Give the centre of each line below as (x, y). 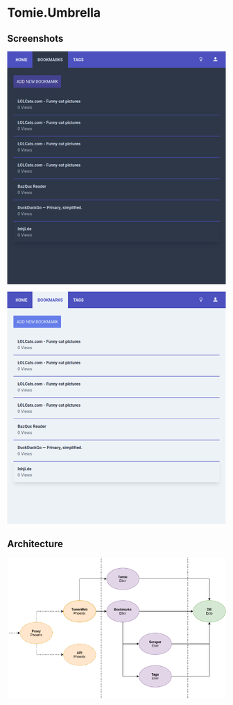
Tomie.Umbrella (54, 13)
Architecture (35, 544)
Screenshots (35, 39)
